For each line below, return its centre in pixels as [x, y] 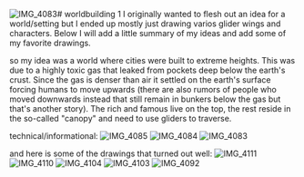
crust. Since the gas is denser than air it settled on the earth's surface [140, 80]
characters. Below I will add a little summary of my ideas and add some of [148, 33]
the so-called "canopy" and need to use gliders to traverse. [121, 118]
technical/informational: [54, 136]
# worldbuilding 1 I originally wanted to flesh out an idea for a [171, 14]
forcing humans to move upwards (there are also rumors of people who [143, 89]
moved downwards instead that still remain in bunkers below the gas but [145, 99]
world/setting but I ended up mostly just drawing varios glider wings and [145, 24]
